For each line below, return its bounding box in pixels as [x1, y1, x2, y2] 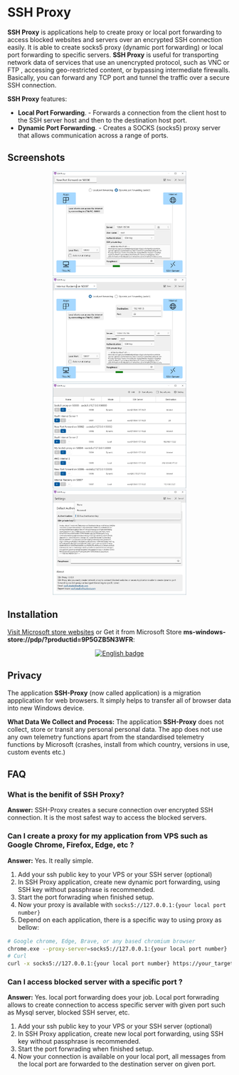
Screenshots [7, 152, 65, 164]
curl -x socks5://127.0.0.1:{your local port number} [7, 960, 171, 967]
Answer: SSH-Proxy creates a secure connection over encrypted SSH [7, 806, 213, 814]
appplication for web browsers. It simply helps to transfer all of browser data [7, 696, 231, 705]
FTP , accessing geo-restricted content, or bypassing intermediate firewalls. [7, 65, 230, 74]
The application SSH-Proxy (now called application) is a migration [7, 688, 201, 697]
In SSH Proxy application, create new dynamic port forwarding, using [17, 877, 221, 886]
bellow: [17, 923, 39, 931]
